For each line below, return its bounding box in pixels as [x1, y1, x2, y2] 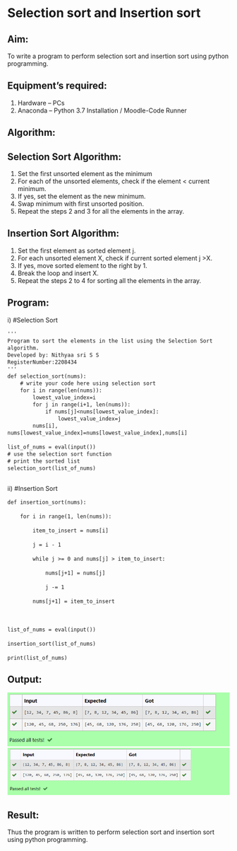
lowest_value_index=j [57, 415, 121, 422]
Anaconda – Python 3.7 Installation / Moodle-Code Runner [17, 106, 187, 115]
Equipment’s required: [7, 80, 107, 92]
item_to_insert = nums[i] [32, 527, 109, 534]
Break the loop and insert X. [17, 269, 99, 277]
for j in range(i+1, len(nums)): [32, 401, 131, 408]
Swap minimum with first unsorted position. [17, 199, 145, 208]
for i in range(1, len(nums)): [20, 513, 112, 520]
